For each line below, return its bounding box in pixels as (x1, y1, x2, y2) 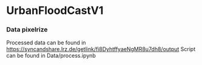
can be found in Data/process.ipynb (6, 52, 96, 60)
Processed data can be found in (6, 39, 86, 46)
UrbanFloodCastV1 (6, 4, 104, 18)
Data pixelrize (6, 26, 48, 34)
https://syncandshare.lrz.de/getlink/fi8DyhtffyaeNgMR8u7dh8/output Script (6, 46, 196, 53)
